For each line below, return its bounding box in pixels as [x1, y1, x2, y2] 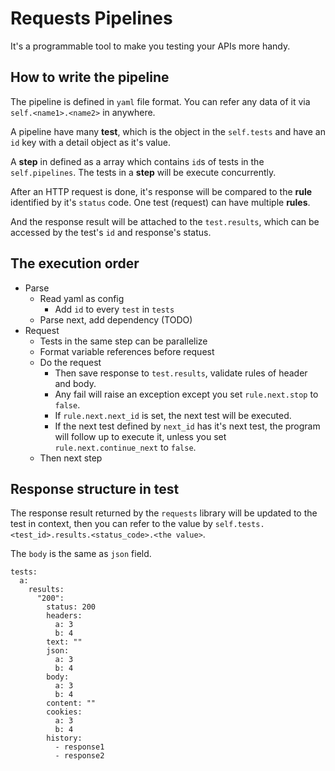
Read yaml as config [39, 292, 125, 304]
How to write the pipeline [10, 69, 170, 86]
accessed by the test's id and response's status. [10, 226, 212, 238]
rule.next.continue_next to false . [54, 441, 197, 453]
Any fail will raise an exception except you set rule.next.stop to [54, 388, 319, 400]
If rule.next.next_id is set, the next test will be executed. [54, 409, 292, 421]
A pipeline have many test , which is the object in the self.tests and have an [10, 125, 326, 137]
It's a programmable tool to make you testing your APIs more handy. [10, 40, 291, 52]
